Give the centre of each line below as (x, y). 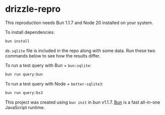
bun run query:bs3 (24, 93)
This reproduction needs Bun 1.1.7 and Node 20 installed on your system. (79, 23)
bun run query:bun (24, 74)
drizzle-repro (33, 9)
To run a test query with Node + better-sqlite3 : (54, 84)
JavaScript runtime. (25, 107)
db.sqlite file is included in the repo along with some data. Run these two (80, 51)
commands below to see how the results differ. (53, 56)
